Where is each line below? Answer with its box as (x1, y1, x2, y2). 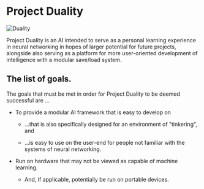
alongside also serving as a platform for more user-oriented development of (6, 49, 198, 56)
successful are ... (6, 96, 50, 104)
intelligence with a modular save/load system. (6, 56, 122, 63)
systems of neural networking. (24, 145, 102, 153)
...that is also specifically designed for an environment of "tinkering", (24, 120, 198, 128)
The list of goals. (6, 74, 72, 84)
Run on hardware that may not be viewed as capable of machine (15, 157, 178, 164)
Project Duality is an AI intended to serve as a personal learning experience (6, 36, 196, 44)
